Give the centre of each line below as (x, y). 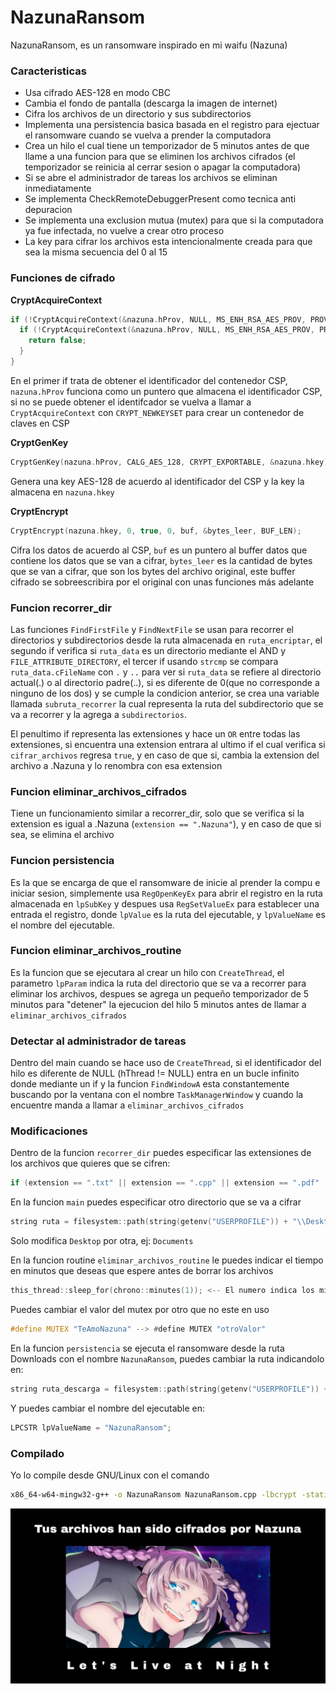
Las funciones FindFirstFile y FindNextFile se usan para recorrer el (152, 629)
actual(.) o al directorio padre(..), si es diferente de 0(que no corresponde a (165, 682)
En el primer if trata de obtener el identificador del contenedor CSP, (149, 380)
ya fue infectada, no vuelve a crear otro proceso (124, 231)
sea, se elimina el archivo (62, 835)
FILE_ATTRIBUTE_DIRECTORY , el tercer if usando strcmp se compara (144, 661)
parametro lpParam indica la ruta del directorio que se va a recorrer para (158, 983)
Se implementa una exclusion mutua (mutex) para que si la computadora (174, 220)
